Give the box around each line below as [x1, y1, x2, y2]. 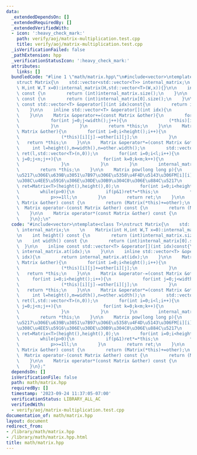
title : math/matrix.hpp [6, 440, 64, 446]
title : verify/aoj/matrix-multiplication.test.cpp [16, 42, 143, 48]
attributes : [11, 63, 41, 69]
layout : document [6, 418, 49, 424]
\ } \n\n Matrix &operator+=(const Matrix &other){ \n [16, 112, 164, 118]
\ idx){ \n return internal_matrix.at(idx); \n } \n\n [16, 254, 172, 260]
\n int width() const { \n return [16, 238, 125, 244]
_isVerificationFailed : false [11, 47, 85, 53]
